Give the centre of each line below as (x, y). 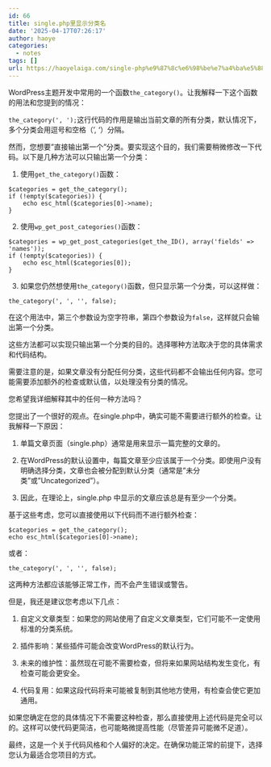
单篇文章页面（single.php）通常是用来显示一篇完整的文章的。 (122, 443)
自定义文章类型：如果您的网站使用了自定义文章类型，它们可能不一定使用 (140, 619)
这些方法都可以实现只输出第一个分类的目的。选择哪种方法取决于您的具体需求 (135, 344)
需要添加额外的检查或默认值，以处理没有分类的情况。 (103, 381)
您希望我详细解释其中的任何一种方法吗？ (75, 398)
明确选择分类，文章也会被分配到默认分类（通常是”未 (106, 470)
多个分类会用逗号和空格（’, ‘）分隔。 (69, 129)
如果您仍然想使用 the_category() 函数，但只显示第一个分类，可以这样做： (141, 286)
